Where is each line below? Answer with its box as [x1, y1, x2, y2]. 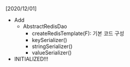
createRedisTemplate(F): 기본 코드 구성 [31, 30, 125, 37]
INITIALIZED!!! [14, 56, 48, 62]
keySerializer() [31, 37, 67, 43]
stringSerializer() [31, 43, 73, 50]
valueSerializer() [31, 49, 72, 56]
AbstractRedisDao [22, 23, 67, 30]
